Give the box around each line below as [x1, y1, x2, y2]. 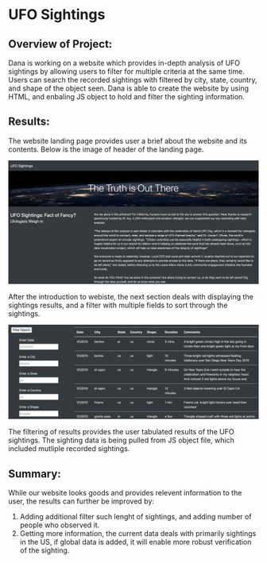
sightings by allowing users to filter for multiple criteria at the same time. [8, 67, 245, 76]
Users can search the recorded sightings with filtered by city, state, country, [8, 75, 257, 84]
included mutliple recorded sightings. [8, 444, 130, 453]
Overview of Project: [8, 37, 113, 51]
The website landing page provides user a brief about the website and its [8, 136, 248, 145]
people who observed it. [19, 520, 100, 530]
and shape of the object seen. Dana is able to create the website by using [8, 83, 249, 93]
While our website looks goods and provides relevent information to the [8, 488, 242, 498]
